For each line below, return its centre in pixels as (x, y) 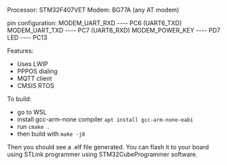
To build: (19, 99)
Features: (21, 51)
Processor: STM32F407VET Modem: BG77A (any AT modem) (93, 10)
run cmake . (33, 126)
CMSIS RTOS (36, 86)
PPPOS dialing (37, 71)
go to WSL (32, 112)
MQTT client (35, 78)
